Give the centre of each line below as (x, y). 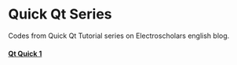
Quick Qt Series (60, 14)
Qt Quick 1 (25, 53)
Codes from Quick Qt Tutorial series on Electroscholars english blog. (119, 36)
